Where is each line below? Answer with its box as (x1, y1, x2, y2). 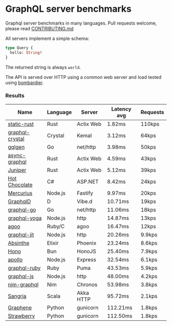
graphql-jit (8, 231, 34, 238)
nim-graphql (8, 281, 39, 288)
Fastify (76, 189, 94, 197)
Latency (111, 105, 132, 113)
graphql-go (8, 206, 36, 213)
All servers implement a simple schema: (5, 35, 90, 41)
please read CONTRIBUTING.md (5, 25, 74, 31)
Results (5, 92, 25, 99)
